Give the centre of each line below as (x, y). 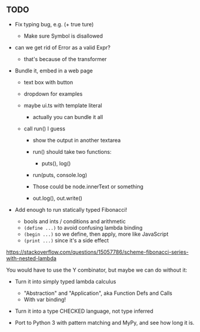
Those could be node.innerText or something (88, 186)
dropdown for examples (53, 94)
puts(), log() (56, 163)
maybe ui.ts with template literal (63, 105)
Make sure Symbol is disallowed (63, 36)
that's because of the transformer (65, 59)
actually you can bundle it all (68, 117)
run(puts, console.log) (60, 175)
